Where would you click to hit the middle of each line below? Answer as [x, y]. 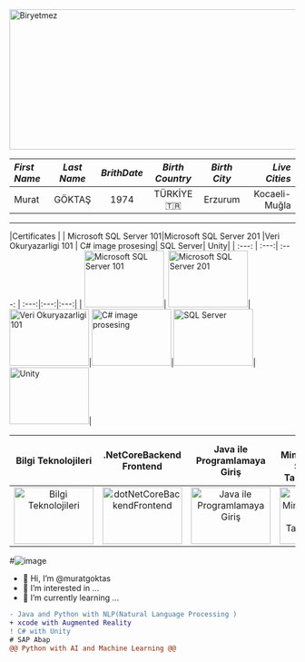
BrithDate [122, 173]
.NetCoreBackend [142, 455]
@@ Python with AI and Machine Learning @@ [93, 648]
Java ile [231, 449]
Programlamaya [231, 460]
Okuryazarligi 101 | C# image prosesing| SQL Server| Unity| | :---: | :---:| [144, 246]
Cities [278, 178]
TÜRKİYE [173, 194]
